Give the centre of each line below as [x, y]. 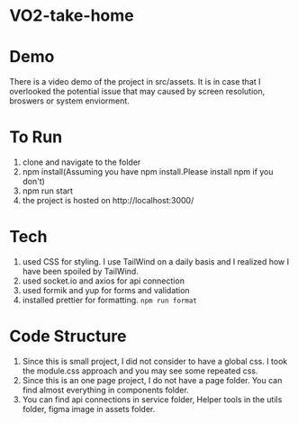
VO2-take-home [72, 16]
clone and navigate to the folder [81, 162]
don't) [33, 182]
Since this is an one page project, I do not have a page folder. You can [152, 380]
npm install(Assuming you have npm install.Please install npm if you [148, 172]
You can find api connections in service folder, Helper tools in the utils [152, 399]
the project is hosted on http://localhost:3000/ [108, 201]
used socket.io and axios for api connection [103, 281]
